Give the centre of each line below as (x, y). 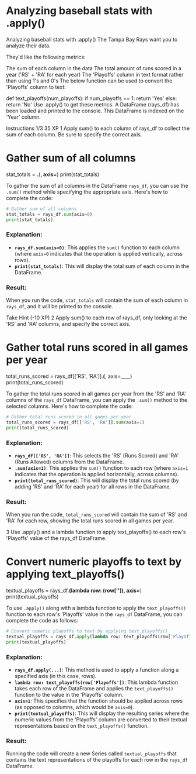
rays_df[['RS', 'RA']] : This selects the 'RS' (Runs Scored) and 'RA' (97, 455)
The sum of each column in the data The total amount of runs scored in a (94, 68)
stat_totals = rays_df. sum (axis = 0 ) (49, 214)
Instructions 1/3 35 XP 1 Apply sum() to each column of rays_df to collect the (98, 128)
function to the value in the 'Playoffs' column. (69, 695)
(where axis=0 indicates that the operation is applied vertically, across (98, 253)
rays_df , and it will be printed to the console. (60, 307)
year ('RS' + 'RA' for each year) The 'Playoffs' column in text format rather (95, 74)
